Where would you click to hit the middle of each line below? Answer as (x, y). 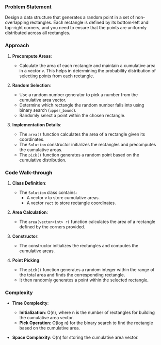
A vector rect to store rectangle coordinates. (71, 203)
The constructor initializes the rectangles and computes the (79, 245)
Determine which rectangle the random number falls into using (82, 105)
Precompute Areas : (32, 56)
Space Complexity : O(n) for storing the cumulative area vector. (75, 337)
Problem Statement (28, 7)
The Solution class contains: (48, 192)
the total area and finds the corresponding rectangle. (72, 275)
